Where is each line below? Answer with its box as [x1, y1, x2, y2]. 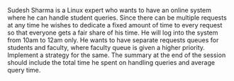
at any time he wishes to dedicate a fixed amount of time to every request [7, 21, 223, 29]
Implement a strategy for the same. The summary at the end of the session [7, 51, 226, 59]
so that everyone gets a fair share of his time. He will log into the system [7, 28, 218, 37]
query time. [7, 66, 41, 74]
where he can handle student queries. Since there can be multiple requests [7, 13, 227, 22]
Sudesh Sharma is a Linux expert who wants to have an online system [7, 6, 211, 14]
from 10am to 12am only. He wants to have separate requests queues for [7, 36, 219, 44]
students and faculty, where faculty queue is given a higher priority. [7, 44, 206, 51]
